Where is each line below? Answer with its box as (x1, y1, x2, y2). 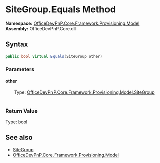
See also (5, 133, 33, 142)
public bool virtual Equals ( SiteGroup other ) (5, 53, 102, 59)
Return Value (5, 107, 38, 114)
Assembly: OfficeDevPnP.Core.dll (5, 25, 76, 31)
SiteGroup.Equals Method (5, 4, 116, 15)
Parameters (5, 66, 34, 73)
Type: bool (5, 119, 28, 125)
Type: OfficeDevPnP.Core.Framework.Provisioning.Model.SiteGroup (14, 89, 155, 95)
